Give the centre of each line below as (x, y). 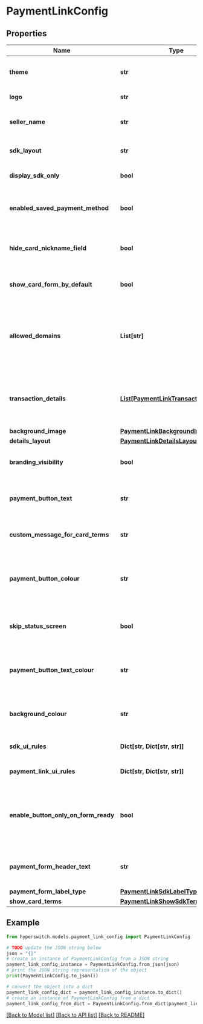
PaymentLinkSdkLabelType (160, 892)
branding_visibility (36, 462)
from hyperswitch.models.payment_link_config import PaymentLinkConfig (98, 937)
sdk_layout (25, 151)
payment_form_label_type (48, 892)
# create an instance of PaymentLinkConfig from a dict (78, 998)
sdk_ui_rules (28, 746)
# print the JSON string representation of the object (77, 970)
